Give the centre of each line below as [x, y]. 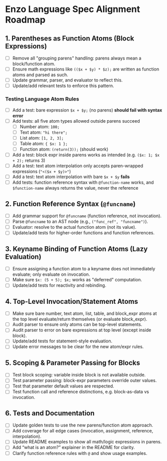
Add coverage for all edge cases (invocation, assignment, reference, [83, 431]
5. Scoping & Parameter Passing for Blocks [73, 363]
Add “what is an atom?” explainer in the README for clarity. [74, 447]
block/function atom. [34, 64]
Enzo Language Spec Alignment [73, 9]
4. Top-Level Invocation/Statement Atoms [72, 301]
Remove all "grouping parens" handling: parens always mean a [77, 58]
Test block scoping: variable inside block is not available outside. [79, 375]
